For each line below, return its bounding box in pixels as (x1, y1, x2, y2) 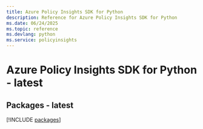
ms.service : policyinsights (6, 37, 78, 43)
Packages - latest (6, 100, 74, 110)
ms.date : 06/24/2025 (6, 20, 59, 26)
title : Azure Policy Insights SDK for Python (6, 8, 123, 15)
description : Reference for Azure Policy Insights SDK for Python (6, 15, 178, 21)
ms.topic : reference (6, 25, 59, 32)
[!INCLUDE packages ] (6, 116, 61, 123)
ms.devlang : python (6, 31, 56, 38)
